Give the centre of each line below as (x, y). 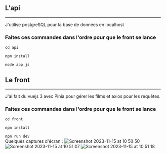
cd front (14, 119)
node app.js (17, 65)
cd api (12, 48)
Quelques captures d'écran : (34, 141)
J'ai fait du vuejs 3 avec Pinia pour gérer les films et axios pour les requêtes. (83, 96)
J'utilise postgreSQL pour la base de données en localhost (65, 25)
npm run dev (17, 137)
